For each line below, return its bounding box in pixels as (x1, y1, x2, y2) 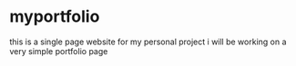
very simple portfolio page (9, 45, 108, 56)
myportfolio (9, 6, 100, 27)
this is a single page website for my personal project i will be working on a (9, 36, 287, 47)
